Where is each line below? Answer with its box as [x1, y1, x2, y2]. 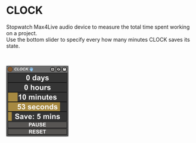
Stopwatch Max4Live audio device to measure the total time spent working [6, 23, 190, 30]
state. [6, 42, 20, 49]
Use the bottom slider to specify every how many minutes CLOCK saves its [6, 36, 191, 43]
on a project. [6, 29, 38, 36]
